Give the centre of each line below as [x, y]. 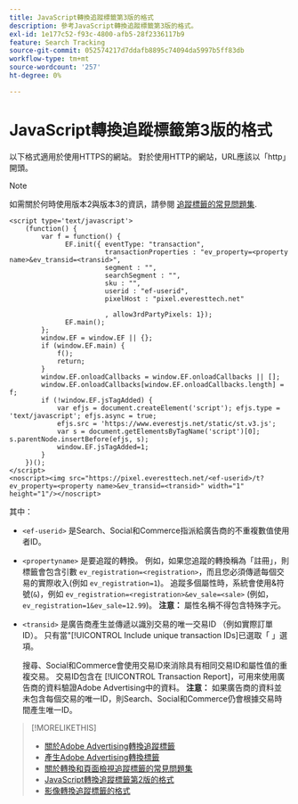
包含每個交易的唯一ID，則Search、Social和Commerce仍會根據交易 [152, 698]
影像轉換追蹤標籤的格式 [87, 791]
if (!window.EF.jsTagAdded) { [97, 400]
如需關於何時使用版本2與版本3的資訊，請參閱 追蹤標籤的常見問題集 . [133, 204]
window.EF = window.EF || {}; [97, 338]
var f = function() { [81, 236]
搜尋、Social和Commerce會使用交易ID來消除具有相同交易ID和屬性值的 [151, 665]
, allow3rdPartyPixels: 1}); [159, 314]
